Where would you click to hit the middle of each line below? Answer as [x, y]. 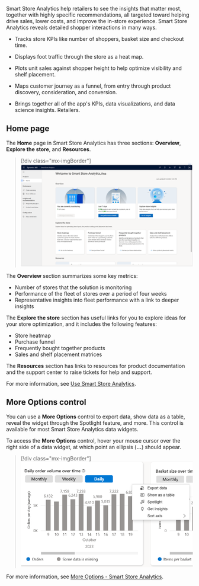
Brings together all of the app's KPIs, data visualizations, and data [95, 104]
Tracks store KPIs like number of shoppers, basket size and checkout [99, 39]
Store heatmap [33, 335]
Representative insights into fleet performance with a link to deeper [97, 300]
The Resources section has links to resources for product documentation [96, 366]
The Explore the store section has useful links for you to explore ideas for [96, 318]
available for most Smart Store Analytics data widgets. [72, 429]
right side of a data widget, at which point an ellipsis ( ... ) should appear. [94, 447]
